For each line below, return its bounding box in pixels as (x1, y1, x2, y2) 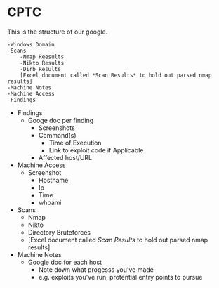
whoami (38, 198, 62, 207)
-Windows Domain (7, 41, 55, 48)
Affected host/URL (38, 153, 93, 162)
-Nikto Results (20, 59, 65, 67)
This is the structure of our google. (7, 27, 108, 36)
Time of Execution (48, 138, 102, 147)
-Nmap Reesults (20, 53, 65, 60)
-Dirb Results (20, 65, 61, 72)
